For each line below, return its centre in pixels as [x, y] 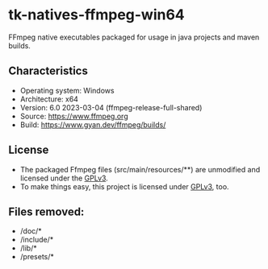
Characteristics [48, 71]
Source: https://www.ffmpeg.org [74, 116]
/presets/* [37, 257]
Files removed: [46, 211]
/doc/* [31, 231]
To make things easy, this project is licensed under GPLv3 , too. [124, 186]
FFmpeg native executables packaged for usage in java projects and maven [134, 37]
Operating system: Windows [67, 90]
